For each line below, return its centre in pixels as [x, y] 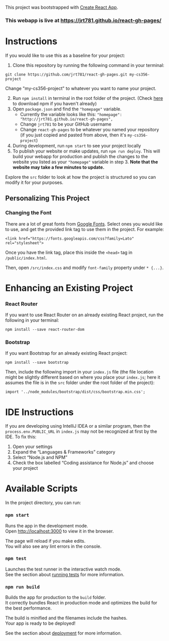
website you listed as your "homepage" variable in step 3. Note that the [85, 162]
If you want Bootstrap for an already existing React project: [66, 353]
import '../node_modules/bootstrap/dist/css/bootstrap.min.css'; [75, 392]
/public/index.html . [26, 257]
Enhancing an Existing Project [69, 288]
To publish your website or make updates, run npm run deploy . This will [86, 151]
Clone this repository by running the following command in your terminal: [88, 65]
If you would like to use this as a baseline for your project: [65, 55]
